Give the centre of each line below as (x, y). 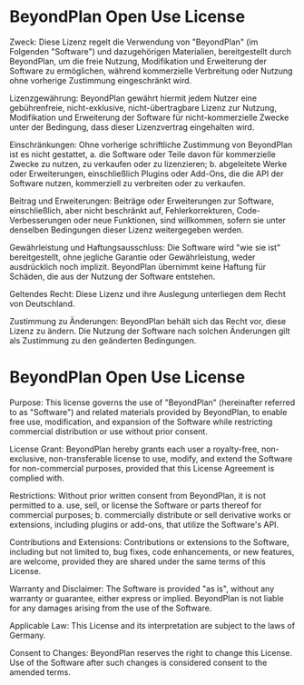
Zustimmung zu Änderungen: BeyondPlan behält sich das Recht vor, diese (148, 321)
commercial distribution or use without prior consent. (109, 431)
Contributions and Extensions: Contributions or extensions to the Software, (149, 541)
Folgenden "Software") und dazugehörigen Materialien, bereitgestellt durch (151, 51)
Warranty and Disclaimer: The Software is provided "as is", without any (142, 589)
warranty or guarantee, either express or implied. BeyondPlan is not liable (147, 598)
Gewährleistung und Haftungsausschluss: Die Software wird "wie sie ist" (145, 247)
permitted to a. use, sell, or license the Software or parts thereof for (136, 505)
